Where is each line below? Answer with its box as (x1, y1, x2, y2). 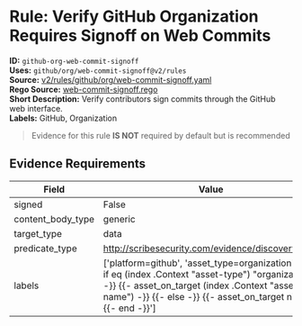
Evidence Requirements (9, 156, 147, 172)
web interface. (9, 103, 63, 113)
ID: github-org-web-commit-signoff (9, 55, 139, 66)
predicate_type (13, 241, 78, 254)
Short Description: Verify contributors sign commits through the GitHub (9, 93, 276, 104)
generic (102, 213, 137, 225)
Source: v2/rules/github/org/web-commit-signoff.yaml (9, 74, 212, 85)
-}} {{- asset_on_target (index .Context (102, 279, 268, 292)
